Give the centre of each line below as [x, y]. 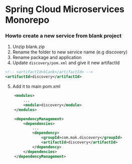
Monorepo [27, 20]
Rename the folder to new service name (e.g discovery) [70, 52]
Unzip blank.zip [29, 47]
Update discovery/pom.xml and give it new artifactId [66, 63]
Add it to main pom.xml [36, 86]
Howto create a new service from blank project [63, 36]
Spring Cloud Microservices [65, 9]
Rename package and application [47, 58]
